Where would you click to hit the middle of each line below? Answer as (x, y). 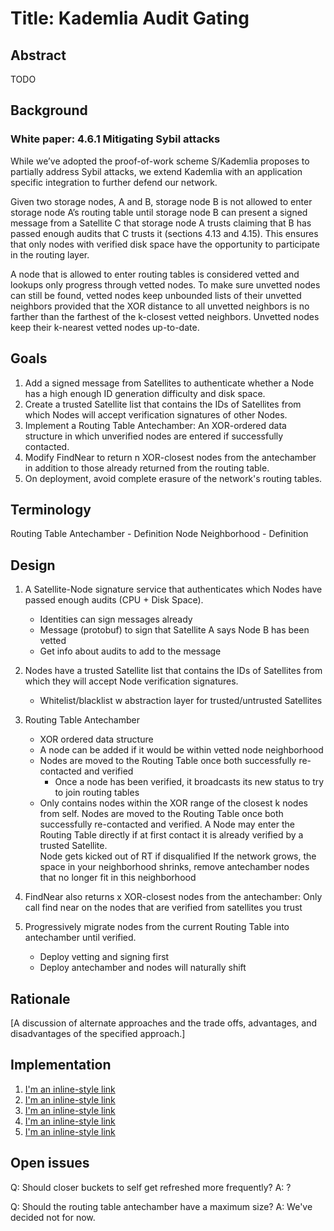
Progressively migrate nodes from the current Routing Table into (157, 927)
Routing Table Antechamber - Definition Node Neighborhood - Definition (159, 534)
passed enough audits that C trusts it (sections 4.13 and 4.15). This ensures (164, 233)
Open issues (50, 1163)
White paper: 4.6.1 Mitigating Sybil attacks (115, 139)
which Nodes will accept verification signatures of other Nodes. (156, 414)
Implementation (61, 1065)
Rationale (40, 998)
